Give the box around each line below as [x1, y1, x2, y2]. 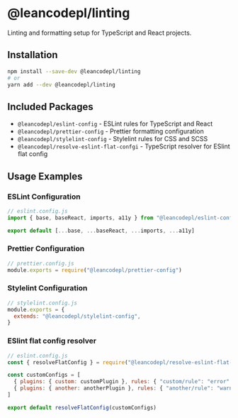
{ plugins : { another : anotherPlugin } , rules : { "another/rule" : [13, 385, 214, 392]
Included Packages [7, 101, 93, 113]
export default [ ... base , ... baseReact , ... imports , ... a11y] [7, 227, 195, 234]
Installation [7, 49, 58, 61]
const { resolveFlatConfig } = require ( [7, 358, 129, 366]
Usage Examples [7, 170, 83, 182]
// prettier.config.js [7, 260, 74, 267]
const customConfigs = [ [7, 371, 81, 379]
